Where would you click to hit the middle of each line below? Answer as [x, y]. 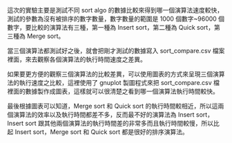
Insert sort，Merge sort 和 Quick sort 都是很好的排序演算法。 [101, 132]
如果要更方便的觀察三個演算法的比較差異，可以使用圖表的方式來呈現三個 [110, 74]
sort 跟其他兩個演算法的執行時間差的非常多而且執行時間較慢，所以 [119, 123]
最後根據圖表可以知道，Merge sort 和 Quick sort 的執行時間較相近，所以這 [113, 106]
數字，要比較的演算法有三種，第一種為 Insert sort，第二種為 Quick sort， [111, 27]
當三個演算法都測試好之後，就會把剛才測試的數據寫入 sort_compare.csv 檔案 [116, 51]
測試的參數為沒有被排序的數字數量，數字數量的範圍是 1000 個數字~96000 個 [116, 19]
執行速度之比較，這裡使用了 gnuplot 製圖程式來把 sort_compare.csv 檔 [119, 83]
